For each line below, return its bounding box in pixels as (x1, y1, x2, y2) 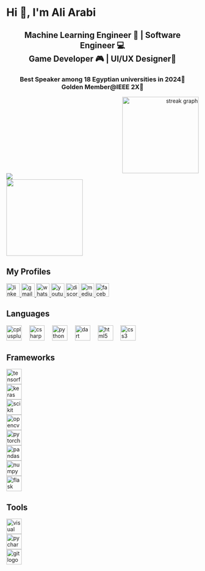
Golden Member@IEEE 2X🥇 (61, 83, 144, 91)
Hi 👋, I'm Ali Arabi (6, 6, 96, 20)
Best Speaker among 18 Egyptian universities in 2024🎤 (20, 75, 185, 83)
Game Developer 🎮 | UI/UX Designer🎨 (28, 53, 177, 64)
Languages (6, 309, 50, 319)
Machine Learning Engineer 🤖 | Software (24, 30, 181, 40)
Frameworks (6, 352, 56, 363)
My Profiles (6, 267, 51, 277)
